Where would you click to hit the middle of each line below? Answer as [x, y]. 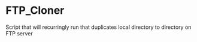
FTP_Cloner [35, 10]
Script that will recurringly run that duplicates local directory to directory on [99, 27]
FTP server [19, 33]
